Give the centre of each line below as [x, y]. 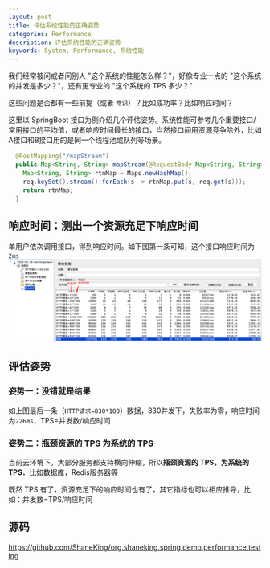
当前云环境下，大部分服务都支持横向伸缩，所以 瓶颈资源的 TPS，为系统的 [129, 463]
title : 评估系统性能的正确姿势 [54, 25]
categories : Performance [50, 34]
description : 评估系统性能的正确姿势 [65, 43]
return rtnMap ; [48, 190]
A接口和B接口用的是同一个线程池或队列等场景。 [87, 140]
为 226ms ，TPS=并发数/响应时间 [59, 420]
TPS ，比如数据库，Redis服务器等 [63, 472]
